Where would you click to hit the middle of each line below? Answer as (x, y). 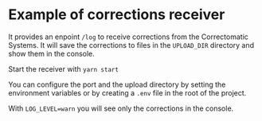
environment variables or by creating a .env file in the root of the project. (127, 92)
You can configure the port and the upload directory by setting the (117, 84)
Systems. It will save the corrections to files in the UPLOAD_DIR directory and (131, 45)
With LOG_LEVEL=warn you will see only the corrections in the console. (121, 108)
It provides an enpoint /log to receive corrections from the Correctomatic (129, 37)
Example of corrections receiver (117, 15)
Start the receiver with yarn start (64, 68)
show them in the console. (52, 53)
